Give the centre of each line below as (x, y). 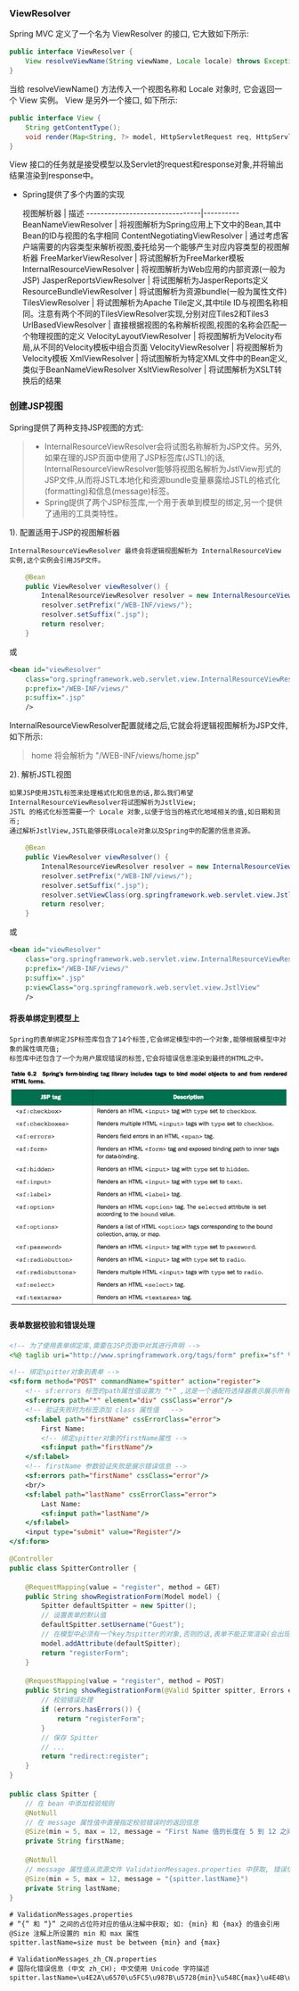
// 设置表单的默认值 (74, 1615)
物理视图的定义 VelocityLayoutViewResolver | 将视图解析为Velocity (152, 336)
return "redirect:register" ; (95, 1756)
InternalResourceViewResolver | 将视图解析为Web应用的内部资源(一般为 (154, 270)
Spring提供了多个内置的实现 (73, 195)
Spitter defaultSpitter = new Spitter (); (119, 1606)
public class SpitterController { (73, 1568)
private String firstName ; (75, 1841)
